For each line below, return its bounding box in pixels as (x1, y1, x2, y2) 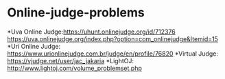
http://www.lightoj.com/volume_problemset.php (7, 64, 143, 72)
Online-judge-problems (7, 5, 145, 21)
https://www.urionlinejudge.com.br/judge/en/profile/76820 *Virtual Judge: (7, 49, 218, 58)
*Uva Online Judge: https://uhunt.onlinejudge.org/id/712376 (7, 27, 176, 36)
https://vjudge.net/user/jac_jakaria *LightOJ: (7, 56, 134, 65)
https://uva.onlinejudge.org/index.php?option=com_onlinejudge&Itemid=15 (7, 34, 218, 43)
